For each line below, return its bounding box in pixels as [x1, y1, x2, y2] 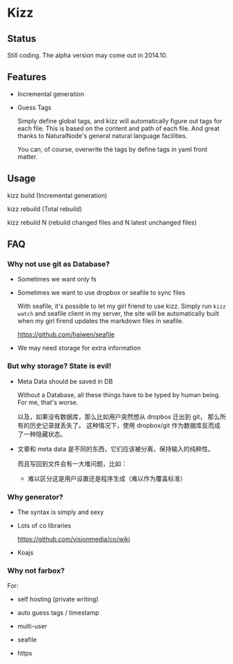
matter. [17, 152, 38, 161]
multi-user [17, 622, 47, 631]
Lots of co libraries [17, 521, 72, 530]
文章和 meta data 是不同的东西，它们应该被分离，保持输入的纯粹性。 [17, 445, 214, 453]
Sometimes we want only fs [17, 275, 97, 284]
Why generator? [7, 492, 64, 502]
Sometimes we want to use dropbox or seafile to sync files [17, 288, 186, 297]
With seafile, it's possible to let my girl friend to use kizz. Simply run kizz [17, 302, 226, 311]
